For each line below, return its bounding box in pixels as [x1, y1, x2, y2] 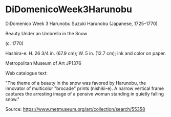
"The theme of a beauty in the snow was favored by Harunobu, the [5, 80, 146, 86]
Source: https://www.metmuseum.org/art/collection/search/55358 [5, 106, 145, 112]
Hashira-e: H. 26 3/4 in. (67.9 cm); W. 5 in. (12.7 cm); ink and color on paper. [5, 50, 166, 56]
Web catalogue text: [5, 70, 48, 76]
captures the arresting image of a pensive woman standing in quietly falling [5, 90, 164, 97]
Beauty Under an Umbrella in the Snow [5, 30, 88, 36]
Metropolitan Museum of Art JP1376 [5, 60, 82, 66]
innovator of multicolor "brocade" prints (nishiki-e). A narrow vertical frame [5, 85, 164, 91]
